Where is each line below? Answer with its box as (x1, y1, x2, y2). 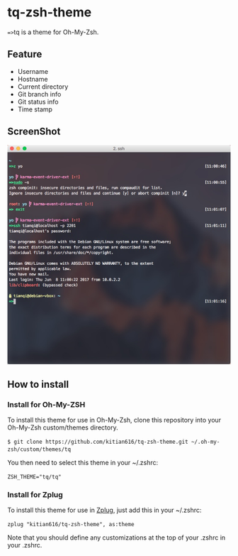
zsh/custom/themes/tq (7, 445, 72, 453)
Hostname (17, 75, 48, 83)
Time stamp (17, 104, 53, 114)
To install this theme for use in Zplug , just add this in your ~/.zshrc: (7, 506, 202, 515)
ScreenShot (7, 126, 61, 138)
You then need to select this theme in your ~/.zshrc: (7, 458, 159, 467)
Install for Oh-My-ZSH (7, 399, 86, 409)
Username (17, 67, 48, 75)
